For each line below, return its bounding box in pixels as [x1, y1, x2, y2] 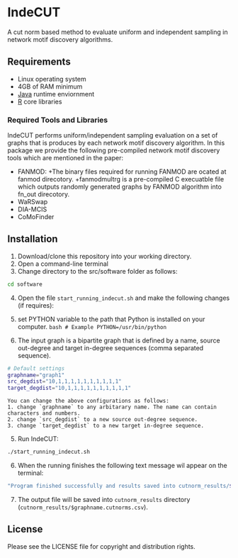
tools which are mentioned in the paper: [7, 154, 124, 162]
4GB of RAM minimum [17, 82, 83, 91]
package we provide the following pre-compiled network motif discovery [7, 146, 220, 155]
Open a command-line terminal [17, 260, 108, 268]
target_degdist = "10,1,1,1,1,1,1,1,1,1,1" [7, 384, 132, 392]
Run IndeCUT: [17, 435, 59, 443]
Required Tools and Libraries [7, 115, 108, 125]
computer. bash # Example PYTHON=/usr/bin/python [17, 322, 167, 330]
